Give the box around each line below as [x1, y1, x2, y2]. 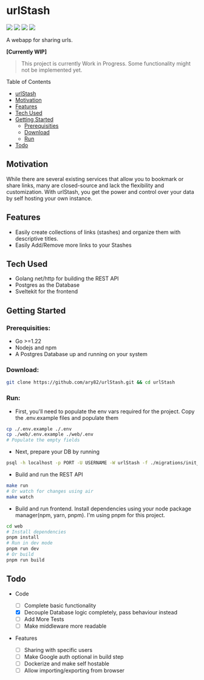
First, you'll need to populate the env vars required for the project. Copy [15, 408, 195, 415]
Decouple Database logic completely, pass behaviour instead [24, 608, 178, 616]
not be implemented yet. [21, 66, 83, 74]
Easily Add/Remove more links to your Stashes [15, 241, 132, 249]
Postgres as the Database [15, 281, 80, 289]
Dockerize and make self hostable [24, 660, 110, 667]
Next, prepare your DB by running [15, 448, 100, 456]
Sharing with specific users [24, 646, 93, 653]
